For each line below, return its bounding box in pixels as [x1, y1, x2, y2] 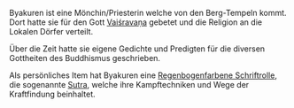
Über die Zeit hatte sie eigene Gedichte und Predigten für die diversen [9, 43, 266, 54]
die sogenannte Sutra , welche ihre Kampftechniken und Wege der [9, 80, 250, 89]
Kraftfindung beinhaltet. [9, 89, 96, 99]
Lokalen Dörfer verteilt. [9, 27, 94, 36]
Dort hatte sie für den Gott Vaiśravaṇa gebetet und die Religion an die [9, 17, 263, 27]
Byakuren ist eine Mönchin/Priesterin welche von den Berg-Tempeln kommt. [9, 8, 287, 18]
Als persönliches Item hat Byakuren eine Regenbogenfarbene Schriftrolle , [9, 70, 277, 81]
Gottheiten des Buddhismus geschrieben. [9, 53, 161, 63]
